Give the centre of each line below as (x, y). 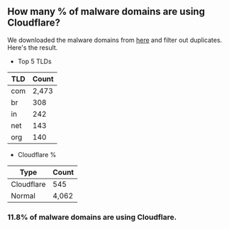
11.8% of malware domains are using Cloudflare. (92, 217)
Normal (23, 196)
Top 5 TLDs (34, 61)
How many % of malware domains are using (106, 12)
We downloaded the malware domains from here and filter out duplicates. (115, 40)
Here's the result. (33, 47)
